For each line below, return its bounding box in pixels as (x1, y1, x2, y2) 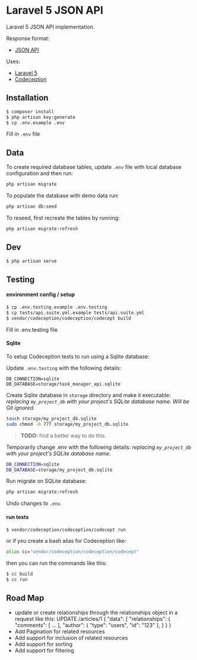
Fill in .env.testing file (6, 326, 58, 333)
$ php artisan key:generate (6, 114, 76, 120)
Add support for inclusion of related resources (14, 634, 128, 641)
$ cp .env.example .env (6, 120, 65, 125)
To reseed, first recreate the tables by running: (6, 214, 120, 221)
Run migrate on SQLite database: (6, 477, 87, 485)
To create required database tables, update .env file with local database (6, 164, 182, 171)
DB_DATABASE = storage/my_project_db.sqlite (6, 467, 113, 473)
